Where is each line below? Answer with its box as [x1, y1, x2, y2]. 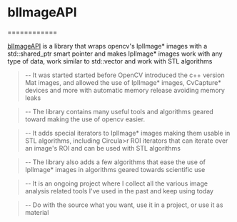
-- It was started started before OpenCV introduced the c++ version [24, 71, 225, 79]
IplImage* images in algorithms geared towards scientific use [24, 165, 206, 173]
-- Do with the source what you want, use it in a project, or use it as [24, 201, 223, 209]
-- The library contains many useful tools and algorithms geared [24, 107, 214, 116]
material [24, 208, 49, 216]
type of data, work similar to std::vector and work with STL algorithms [7, 56, 213, 65]
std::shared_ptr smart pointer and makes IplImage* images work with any [7, 49, 223, 58]
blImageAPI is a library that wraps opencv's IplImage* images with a [7, 41, 208, 50]
